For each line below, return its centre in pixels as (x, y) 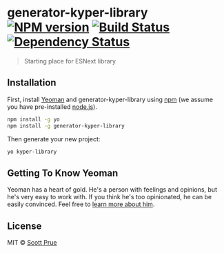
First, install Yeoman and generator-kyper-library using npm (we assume (110, 99)
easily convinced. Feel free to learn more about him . (81, 204)
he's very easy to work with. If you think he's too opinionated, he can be (110, 197)
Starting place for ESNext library (70, 61)
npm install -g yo (33, 119)
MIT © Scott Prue (32, 242)
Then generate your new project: (54, 139)
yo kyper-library (32, 152)
